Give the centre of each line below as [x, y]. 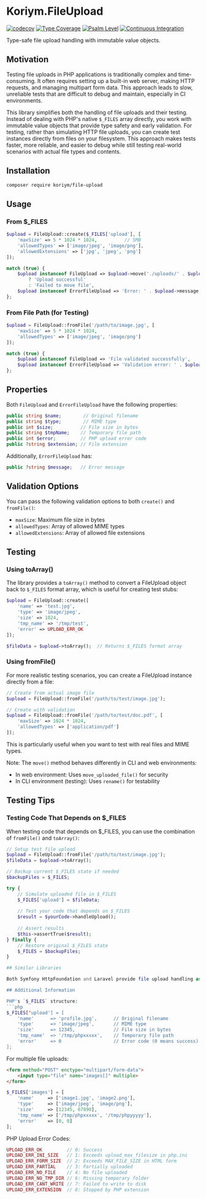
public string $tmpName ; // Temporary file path [74, 433]
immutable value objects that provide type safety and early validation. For [99, 125]
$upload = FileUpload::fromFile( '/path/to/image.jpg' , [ [81, 326]
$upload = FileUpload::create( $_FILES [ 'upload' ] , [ [74, 235]
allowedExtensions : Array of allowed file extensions [80, 533]
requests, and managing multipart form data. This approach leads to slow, [100, 87]
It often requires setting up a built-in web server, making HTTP [116, 80]
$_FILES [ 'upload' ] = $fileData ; [59, 900]
